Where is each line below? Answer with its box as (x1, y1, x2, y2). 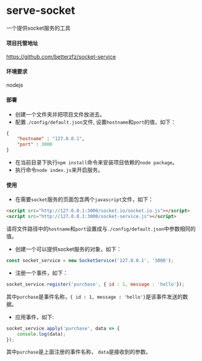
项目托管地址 (6, 39, 38, 46)
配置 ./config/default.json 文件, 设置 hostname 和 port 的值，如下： (14, 118, 177, 126)
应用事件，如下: (14, 313, 54, 321)
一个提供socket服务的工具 (6, 24, 71, 31)
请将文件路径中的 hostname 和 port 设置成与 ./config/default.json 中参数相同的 (6, 225, 196, 232)
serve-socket (6, 4, 75, 18)
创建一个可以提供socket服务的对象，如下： (14, 246, 122, 252)
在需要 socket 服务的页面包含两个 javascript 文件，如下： (14, 196, 154, 203)
